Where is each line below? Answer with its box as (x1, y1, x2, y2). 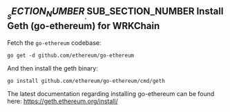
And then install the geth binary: (7, 64, 98, 72)
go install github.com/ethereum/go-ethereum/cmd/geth (7, 77, 166, 84)
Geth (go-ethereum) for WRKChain (7, 20, 160, 32)
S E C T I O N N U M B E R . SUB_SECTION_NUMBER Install (7, 6, 224, 21)
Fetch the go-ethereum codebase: (7, 38, 102, 47)
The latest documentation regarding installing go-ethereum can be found (7, 89, 215, 97)
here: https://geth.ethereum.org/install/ (7, 97, 119, 105)
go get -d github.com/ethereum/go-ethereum (7, 52, 135, 59)
